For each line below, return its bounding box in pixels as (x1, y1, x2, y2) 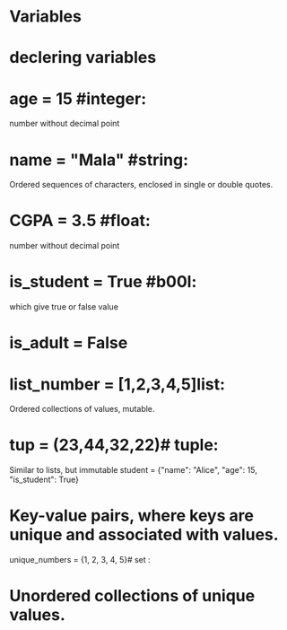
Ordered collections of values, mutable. (9, 404, 155, 415)
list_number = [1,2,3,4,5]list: (9, 374, 226, 394)
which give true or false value (9, 302, 119, 312)
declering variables (9, 48, 157, 68)
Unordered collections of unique (9, 586, 256, 607)
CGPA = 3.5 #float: (9, 211, 151, 231)
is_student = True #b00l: (9, 272, 197, 293)
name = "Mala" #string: (9, 150, 189, 170)
